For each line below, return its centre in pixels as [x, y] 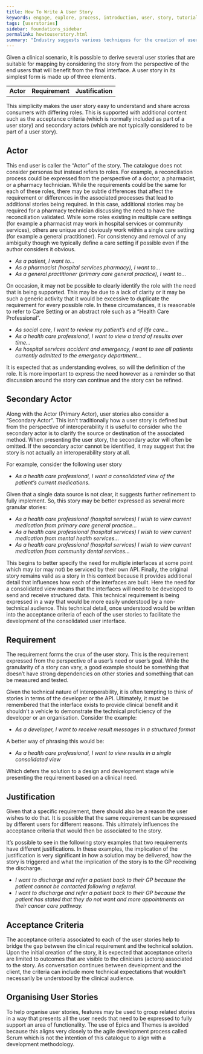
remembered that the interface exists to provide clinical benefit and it [92, 705]
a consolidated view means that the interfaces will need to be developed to [100, 589]
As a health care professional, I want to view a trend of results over [99, 336]
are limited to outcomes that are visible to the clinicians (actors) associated [99, 959]
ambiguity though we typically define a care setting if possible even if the [98, 243]
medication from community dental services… [72, 551]
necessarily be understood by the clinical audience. [70, 978]
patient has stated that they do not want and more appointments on [100, 899]
